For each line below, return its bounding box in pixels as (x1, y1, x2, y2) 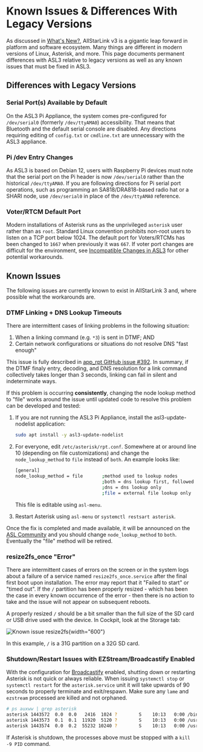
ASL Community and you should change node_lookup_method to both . (6, 531, 177, 538)
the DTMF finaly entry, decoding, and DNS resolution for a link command (6, 365, 187, 372)
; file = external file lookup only (101, 490, 192, 496)
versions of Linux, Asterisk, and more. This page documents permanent (6, 50, 185, 57)
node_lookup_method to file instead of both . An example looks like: (14, 456, 180, 463)
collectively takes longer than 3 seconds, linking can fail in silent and (6, 371, 177, 378)
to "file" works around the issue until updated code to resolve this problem (6, 396, 192, 403)
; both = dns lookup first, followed (101, 479, 195, 485)
